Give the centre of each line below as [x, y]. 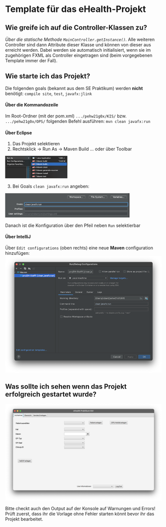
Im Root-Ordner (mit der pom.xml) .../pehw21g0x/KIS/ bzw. [66, 116]
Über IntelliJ [18, 237]
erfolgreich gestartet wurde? [51, 394]
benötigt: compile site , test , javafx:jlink [48, 94]
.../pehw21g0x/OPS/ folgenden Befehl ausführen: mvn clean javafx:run [78, 121]
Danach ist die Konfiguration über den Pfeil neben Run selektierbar [73, 225]
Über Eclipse [19, 132]
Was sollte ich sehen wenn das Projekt [66, 387]
